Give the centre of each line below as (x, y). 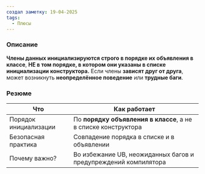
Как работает (135, 109)
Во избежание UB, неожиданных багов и (133, 154)
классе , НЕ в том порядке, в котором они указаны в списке (86, 64)
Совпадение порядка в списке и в (124, 137)
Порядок (22, 119)
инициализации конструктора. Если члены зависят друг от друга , (95, 71)
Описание (22, 45)
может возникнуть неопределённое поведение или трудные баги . (95, 78)
